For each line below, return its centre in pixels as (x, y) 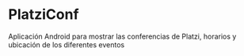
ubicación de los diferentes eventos (67, 44)
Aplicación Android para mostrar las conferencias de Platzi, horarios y (122, 36)
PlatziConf (44, 15)
